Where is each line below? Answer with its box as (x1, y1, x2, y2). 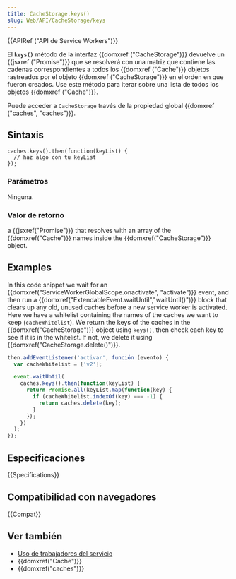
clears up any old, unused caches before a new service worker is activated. (7, 303, 228, 311)
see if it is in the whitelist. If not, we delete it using (7, 333, 153, 341)
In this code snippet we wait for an (7, 280, 108, 289)
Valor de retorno (7, 210, 65, 220)
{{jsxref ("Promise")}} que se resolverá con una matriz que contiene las (7, 57, 216, 66)
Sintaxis (7, 129, 45, 141)
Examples (7, 262, 52, 274)
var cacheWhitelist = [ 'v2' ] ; (13, 361, 102, 368)
